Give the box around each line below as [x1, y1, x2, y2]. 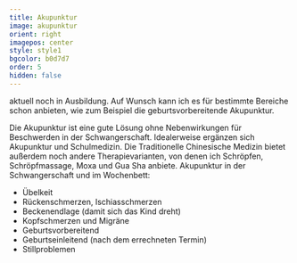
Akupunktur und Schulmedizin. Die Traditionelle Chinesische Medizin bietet [9, 141, 286, 152]
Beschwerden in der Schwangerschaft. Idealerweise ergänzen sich [9, 131, 256, 143]
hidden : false [9, 71, 62, 80]
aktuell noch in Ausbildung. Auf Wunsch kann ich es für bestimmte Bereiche [9, 95, 289, 106]
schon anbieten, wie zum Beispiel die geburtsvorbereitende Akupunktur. [9, 104, 275, 116]
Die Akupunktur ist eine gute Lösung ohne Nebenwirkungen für [9, 122, 243, 133]
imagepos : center [9, 37, 74, 47]
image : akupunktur [9, 21, 78, 30]
